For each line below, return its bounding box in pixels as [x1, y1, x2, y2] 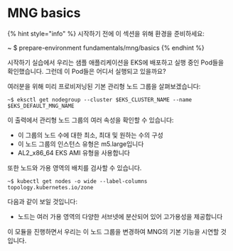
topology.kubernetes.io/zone [7, 184, 94, 191]
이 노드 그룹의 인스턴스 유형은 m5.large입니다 [17, 140, 144, 148]
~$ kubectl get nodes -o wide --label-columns [7, 177, 148, 185]
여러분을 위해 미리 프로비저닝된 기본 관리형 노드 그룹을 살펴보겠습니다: [7, 82, 201, 90]
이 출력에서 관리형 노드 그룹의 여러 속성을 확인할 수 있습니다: [7, 116, 174, 124]
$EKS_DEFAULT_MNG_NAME [7, 102, 75, 109]
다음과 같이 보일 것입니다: [7, 197, 78, 206]
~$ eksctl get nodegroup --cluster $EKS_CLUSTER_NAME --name [7, 96, 193, 104]
